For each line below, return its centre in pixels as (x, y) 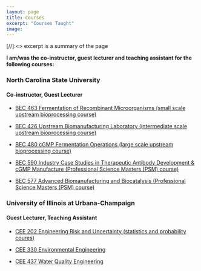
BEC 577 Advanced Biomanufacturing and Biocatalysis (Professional (100, 181)
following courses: (30, 64)
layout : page (23, 12)
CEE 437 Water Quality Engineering (59, 261)
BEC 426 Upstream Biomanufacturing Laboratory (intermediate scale (101, 126)
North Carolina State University (53, 80)
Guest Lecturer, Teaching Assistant (52, 218)
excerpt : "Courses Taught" (40, 23)
